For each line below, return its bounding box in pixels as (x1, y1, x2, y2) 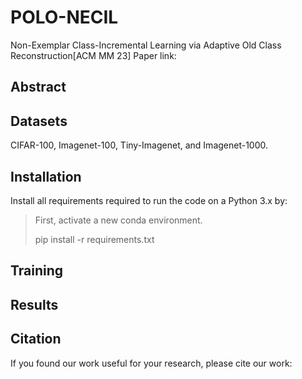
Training (10, 262, 64, 280)
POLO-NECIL (10, 6, 119, 29)
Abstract (10, 79, 67, 96)
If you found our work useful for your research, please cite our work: (10, 357, 293, 369)
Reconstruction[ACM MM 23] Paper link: (10, 49, 177, 61)
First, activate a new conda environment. (34, 214, 203, 226)
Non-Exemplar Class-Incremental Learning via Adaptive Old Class (10, 39, 282, 51)
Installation (10, 168, 82, 185)
